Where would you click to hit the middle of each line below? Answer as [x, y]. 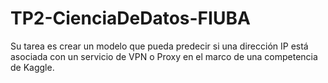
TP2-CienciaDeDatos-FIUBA [130, 18]
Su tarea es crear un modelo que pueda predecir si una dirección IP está [159, 46]
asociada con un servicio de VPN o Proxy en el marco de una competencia [164, 56]
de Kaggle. [32, 67]
